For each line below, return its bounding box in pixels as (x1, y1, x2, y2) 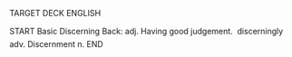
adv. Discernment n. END (9, 39, 104, 49)
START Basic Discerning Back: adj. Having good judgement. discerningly (9, 26, 284, 36)
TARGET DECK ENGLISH (9, 8, 102, 18)
